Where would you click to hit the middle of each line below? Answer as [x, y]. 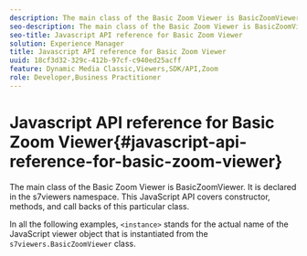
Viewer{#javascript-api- [153, 142]
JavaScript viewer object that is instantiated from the [109, 233]
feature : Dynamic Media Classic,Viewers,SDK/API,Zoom [114, 69]
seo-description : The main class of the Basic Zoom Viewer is [130, 27]
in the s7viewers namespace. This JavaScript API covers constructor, [140, 197]
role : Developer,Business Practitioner [85, 78]
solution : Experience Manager [67, 43]
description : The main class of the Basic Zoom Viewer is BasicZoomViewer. [157, 18]
